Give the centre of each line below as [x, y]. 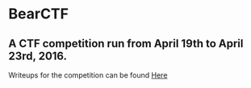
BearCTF [38, 14]
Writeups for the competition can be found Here [88, 75]
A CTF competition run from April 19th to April [126, 44]
